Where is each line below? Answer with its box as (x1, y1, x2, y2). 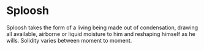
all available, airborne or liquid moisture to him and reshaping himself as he (6, 30, 196, 37)
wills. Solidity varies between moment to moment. (6, 37, 132, 44)
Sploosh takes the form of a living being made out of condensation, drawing (6, 24, 198, 31)
